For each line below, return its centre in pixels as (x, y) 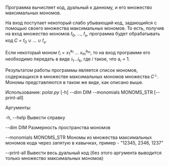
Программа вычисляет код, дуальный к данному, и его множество (79, 7)
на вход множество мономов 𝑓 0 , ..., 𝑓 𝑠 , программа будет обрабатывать (83, 34)
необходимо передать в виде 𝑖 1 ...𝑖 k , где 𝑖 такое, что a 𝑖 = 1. (68, 59)
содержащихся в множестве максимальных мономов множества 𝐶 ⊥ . (82, 76)
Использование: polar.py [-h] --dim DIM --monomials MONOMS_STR (79, 92)
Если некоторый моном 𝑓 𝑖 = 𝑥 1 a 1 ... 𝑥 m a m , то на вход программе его (78, 53)
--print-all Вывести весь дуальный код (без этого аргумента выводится (83, 153)
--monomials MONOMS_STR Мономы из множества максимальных (79, 137)
